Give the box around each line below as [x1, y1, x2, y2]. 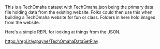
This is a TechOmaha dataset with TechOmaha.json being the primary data [5, 4, 154, 10]
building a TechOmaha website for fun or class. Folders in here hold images [5, 15, 156, 20]
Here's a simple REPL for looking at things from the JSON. [5, 29, 121, 34]
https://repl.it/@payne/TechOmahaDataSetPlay [5, 38, 99, 44]
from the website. [5, 19, 40, 25]
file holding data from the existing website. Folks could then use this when [5, 9, 153, 15]
